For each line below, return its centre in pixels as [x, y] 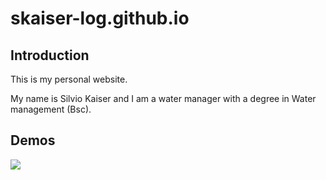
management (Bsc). [51, 109]
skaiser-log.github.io [100, 18]
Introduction [50, 55]
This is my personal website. [69, 79]
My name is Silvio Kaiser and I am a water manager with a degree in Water [163, 98]
